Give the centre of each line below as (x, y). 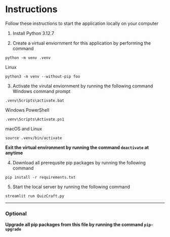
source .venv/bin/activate (34, 138)
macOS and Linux (24, 128)
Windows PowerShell (27, 110)
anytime (14, 153)
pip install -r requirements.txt (40, 177)
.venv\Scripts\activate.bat (35, 100)
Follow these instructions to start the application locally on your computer (82, 23)
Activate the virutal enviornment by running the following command (83, 86)
